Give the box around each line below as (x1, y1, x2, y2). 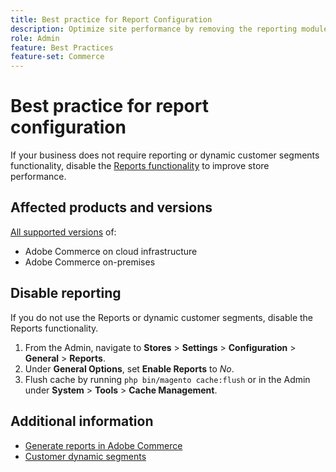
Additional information (10, 413, 154, 430)
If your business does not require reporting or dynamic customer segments (10, 149, 320, 161)
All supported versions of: (10, 226, 117, 238)
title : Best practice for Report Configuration (10, 14, 213, 25)
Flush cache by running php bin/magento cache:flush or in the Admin (24, 373, 311, 385)
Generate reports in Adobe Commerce (24, 439, 183, 451)
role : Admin (10, 33, 60, 43)
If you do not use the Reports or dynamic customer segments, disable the (10, 311, 313, 323)
